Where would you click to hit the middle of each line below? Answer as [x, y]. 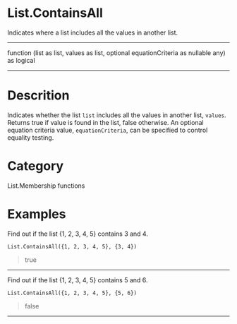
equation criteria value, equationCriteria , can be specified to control [108, 130]
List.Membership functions [46, 186]
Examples [37, 214]
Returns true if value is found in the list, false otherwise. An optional [105, 122]
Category [36, 166]
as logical [21, 60]
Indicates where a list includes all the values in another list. [93, 32]
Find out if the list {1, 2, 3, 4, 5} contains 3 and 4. [78, 234]
